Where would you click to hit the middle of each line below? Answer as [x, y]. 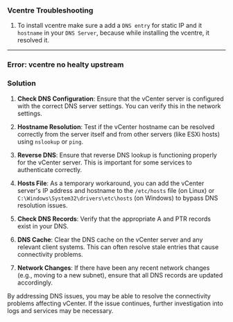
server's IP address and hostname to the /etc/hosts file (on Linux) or [116, 190]
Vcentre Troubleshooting [50, 10]
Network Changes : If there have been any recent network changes [113, 268]
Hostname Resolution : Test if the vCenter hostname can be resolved [116, 126]
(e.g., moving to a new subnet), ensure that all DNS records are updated [120, 275]
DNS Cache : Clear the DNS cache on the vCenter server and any [110, 239]
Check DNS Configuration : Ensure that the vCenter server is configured [120, 99]
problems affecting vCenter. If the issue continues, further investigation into [115, 303]
